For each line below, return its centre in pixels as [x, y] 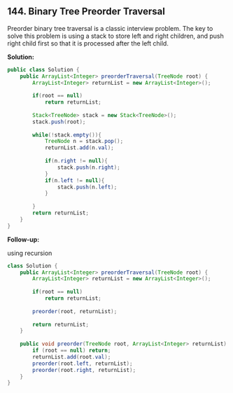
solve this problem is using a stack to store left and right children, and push [115, 36]
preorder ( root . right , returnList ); [84, 370]
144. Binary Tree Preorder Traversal [86, 12]
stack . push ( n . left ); [87, 187]
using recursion [30, 253]
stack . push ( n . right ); [89, 167]
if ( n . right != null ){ [76, 161]
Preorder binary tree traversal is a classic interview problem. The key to [110, 28]
